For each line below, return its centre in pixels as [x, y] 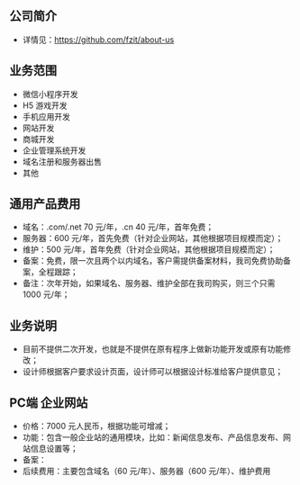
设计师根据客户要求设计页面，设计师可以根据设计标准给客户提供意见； [153, 372]
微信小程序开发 [50, 94]
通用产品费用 [45, 204]
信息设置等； [54, 449]
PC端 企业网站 [49, 403]
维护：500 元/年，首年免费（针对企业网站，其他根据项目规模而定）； [149, 249]
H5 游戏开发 [45, 105]
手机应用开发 [46, 116]
